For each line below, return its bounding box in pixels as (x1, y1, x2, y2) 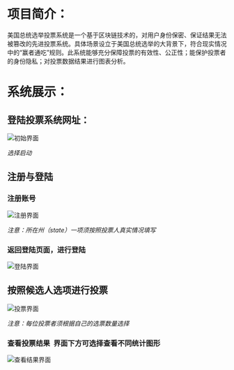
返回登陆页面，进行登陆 (7, 245, 86, 255)
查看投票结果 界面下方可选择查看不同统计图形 (7, 338, 161, 348)
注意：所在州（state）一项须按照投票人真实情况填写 (7, 225, 156, 234)
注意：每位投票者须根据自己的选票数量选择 (7, 319, 130, 327)
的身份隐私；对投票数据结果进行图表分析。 (7, 57, 130, 65)
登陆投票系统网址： (7, 114, 90, 126)
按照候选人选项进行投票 (7, 284, 108, 297)
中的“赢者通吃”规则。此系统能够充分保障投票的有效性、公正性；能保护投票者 (7, 48, 226, 57)
